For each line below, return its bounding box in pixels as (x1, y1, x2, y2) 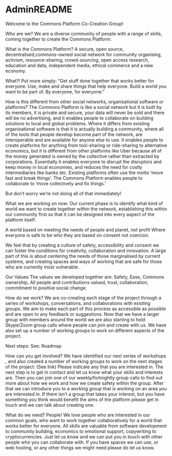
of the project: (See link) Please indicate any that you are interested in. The (5, 364, 164, 370)
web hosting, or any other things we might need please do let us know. (5, 444, 155, 450)
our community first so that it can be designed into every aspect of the (5, 211, 155, 217)
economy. (5, 68, 27, 74)
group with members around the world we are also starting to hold (5, 316, 145, 322)
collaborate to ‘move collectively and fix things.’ (5, 180, 106, 186)
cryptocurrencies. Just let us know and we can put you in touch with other (5, 433, 163, 440)
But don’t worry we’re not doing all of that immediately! (5, 190, 122, 196)
